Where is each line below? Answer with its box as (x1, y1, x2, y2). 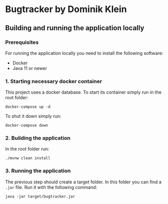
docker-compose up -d (5, 104, 51, 109)
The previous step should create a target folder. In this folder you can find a (5, 179, 162, 185)
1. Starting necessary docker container (5, 78, 102, 85)
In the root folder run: (5, 146, 49, 152)
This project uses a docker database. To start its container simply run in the (5, 89, 162, 95)
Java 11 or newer (12, 65, 47, 71)
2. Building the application (5, 134, 70, 142)
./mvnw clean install (5, 156, 51, 161)
